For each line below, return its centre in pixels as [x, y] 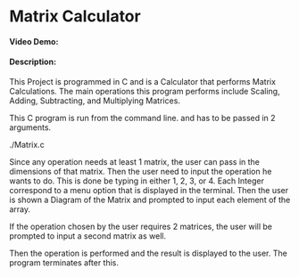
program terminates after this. [64, 262]
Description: [33, 62]
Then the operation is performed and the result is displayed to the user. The [148, 253]
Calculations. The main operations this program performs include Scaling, [145, 91]
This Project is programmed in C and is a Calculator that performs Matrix [143, 81]
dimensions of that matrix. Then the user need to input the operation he [141, 171]
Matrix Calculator [75, 16]
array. [20, 209]
